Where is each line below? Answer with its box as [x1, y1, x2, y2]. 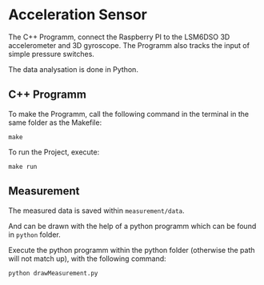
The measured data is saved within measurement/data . [8, 206, 186, 215]
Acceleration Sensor [8, 6, 148, 24]
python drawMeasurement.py [8, 269, 98, 277]
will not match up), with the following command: [8, 254, 166, 263]
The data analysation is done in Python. [8, 64, 138, 74]
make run [8, 163, 38, 171]
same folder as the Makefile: [8, 118, 102, 127]
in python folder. [8, 230, 62, 239]
